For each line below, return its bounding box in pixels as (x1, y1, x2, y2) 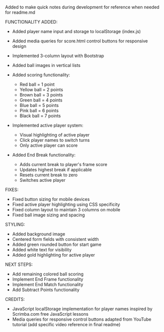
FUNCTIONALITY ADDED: (5, 19, 58, 25)
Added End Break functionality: (12, 152, 76, 158)
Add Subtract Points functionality (12, 287, 80, 293)
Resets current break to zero (19, 172, 78, 178)
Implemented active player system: (12, 123, 84, 128)
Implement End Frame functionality (12, 276, 84, 282)
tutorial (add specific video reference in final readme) (12, 322, 121, 327)
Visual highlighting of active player (19, 132, 90, 137)
